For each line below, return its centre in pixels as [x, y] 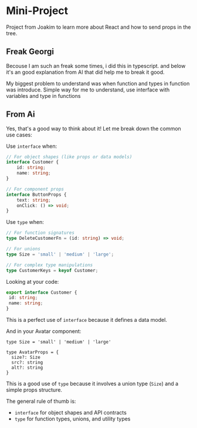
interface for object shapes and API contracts [71, 413]
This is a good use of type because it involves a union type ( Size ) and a [92, 384]
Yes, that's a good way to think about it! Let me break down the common [94, 128]
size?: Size [26, 358]
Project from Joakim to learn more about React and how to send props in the [98, 27]
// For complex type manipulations [50, 265]
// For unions [23, 249]
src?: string [27, 363]
